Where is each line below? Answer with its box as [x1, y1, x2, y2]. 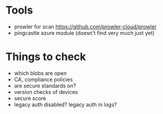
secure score [14, 95, 46, 102]
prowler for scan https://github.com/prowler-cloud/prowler [14, 23, 157, 30]
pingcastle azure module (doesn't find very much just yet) [14, 29, 155, 36]
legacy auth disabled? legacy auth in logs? [14, 101, 117, 108]
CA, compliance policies [14, 76, 73, 83]
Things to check [5, 50, 87, 64]
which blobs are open [14, 69, 67, 77]
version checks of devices [14, 88, 78, 95]
